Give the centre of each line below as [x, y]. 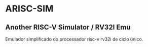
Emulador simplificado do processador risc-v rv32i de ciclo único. [74, 39]
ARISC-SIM [29, 9]
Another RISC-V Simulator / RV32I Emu [68, 27]
